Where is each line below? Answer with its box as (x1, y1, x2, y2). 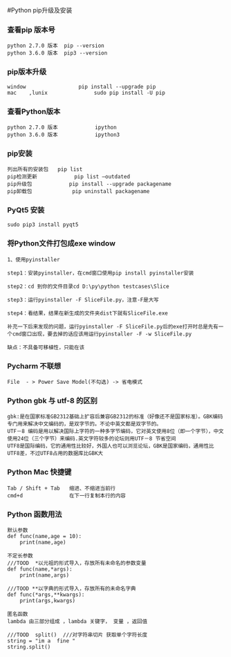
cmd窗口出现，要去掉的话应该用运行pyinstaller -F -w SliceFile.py (12, 331, 192, 337)
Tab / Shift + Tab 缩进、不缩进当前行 (7, 485, 116, 492)
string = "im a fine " (7, 637, 76, 645)
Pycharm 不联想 (7, 361, 62, 371)
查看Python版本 (7, 107, 61, 116)
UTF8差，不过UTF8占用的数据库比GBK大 (7, 450, 104, 457)
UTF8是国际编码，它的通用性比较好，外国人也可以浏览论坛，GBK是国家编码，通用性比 (7, 443, 214, 450)
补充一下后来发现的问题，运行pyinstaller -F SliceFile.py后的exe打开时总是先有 (7, 323, 219, 330)
